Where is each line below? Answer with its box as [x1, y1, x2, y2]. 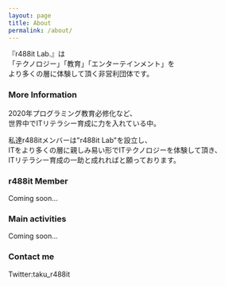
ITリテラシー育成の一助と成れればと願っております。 [8, 155, 180, 164]
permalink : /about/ [8, 26, 73, 34]
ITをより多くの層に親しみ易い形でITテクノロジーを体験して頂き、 [8, 145, 223, 155]
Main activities [8, 213, 67, 224]
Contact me [8, 251, 55, 262]
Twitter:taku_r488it [8, 269, 70, 279]
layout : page [8, 11, 52, 20]
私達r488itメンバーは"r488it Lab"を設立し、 [8, 135, 153, 145]
